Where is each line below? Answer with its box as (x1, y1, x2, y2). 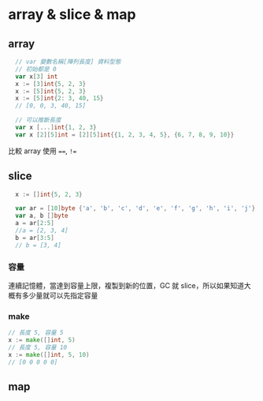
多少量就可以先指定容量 (21, 290, 98, 300)
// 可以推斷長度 (15, 116, 61, 124)
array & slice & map (8, 6, 136, 24)
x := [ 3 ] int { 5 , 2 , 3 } (15, 80, 87, 88)
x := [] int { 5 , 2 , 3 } (15, 190, 83, 198)
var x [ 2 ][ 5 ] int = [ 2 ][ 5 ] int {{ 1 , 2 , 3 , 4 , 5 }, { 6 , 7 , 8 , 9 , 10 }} (15, 130, 235, 139)
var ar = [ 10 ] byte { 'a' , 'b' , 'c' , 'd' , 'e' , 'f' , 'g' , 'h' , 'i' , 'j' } (15, 204, 256, 212)
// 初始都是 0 (15, 65, 57, 73)
